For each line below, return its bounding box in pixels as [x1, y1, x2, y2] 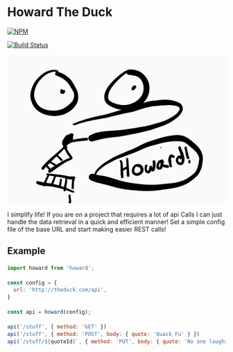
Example [7, 245, 46, 257]
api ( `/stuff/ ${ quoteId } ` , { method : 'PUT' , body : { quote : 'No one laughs [7, 338, 228, 345]
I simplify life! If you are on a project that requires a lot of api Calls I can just [7, 210, 223, 218]
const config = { [7, 279, 58, 286]
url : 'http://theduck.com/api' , [13, 287, 107, 294]
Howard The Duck [7, 4, 113, 20]
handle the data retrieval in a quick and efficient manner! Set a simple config [7, 218, 225, 226]
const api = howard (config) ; [7, 309, 92, 316]
